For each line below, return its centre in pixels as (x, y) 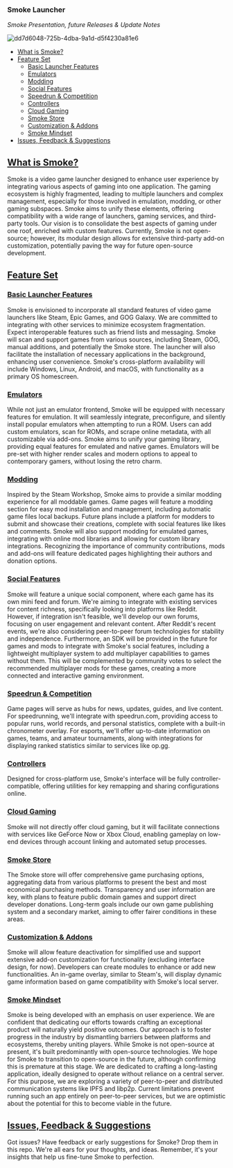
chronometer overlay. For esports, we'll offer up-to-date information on (109, 730)
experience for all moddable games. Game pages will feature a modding (110, 502)
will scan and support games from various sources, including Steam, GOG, (114, 339)
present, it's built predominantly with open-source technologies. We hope (112, 1052)
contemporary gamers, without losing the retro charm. (85, 461)
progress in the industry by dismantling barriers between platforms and (109, 1037)
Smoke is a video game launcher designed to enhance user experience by (113, 179)
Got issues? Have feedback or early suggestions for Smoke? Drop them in (113, 1142)
